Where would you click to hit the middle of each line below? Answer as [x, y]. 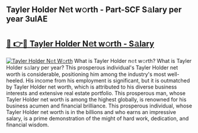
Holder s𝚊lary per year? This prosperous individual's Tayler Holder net [92, 67]
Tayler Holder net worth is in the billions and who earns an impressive [91, 112]
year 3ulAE [27, 19]
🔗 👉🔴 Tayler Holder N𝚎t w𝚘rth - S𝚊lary [80, 44]
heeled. [15, 80]
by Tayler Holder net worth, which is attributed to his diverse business [92, 87]
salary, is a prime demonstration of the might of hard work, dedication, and [98, 118]
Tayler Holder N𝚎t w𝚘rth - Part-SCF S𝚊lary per [94, 10]
